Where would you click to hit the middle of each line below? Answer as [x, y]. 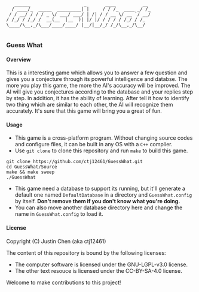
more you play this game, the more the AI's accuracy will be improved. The [98, 86]
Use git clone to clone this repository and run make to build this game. [101, 150]
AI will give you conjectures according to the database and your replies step [99, 92]
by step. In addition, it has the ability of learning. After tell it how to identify [98, 98]
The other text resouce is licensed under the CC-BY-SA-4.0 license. [98, 270]
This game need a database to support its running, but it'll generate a [100, 189]
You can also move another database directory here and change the [99, 207]
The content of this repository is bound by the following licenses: [86, 252]
